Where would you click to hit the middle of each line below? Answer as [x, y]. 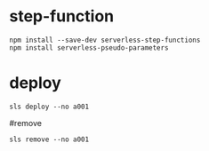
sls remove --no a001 [49, 139]
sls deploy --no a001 [49, 107]
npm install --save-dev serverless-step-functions [105, 40]
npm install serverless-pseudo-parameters [89, 48]
